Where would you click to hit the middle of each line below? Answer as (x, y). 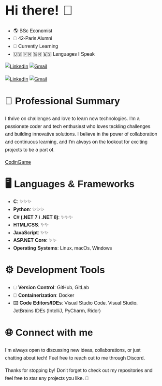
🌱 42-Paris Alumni (33, 39)
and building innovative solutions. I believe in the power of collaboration (81, 134)
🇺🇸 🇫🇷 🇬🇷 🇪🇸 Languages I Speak (54, 54)
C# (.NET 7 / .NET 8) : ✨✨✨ (43, 217)
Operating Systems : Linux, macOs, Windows (63, 248)
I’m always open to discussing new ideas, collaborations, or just (73, 350)
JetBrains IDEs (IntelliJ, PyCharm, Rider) (57, 311)
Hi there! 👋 (39, 10)
